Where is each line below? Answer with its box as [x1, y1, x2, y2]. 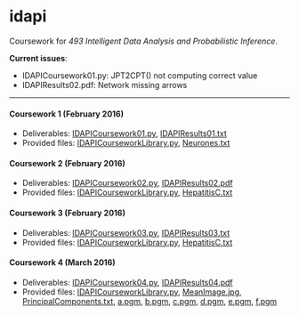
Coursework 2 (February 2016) [9, 157, 126, 168]
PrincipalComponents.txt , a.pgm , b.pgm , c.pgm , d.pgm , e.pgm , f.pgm [21, 295, 278, 306]
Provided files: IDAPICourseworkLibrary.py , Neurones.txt [21, 138, 230, 149]
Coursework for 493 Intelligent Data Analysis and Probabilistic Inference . [9, 36, 279, 46]
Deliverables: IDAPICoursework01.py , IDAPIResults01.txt [21, 128, 227, 139]
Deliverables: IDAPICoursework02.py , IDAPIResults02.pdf [21, 178, 233, 189]
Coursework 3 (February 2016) [9, 207, 126, 218]
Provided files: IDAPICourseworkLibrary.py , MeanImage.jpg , [21, 287, 242, 297]
